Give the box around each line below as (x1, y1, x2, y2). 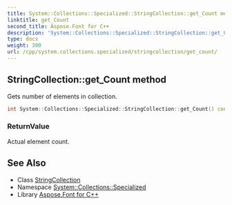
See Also (7, 158, 46, 169)
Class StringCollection (17, 175, 81, 184)
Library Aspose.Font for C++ (17, 190, 99, 198)
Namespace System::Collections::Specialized (17, 183, 146, 191)
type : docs (7, 36, 39, 43)
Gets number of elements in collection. (7, 92, 117, 100)
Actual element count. (7, 137, 70, 145)
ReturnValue (7, 122, 50, 131)
